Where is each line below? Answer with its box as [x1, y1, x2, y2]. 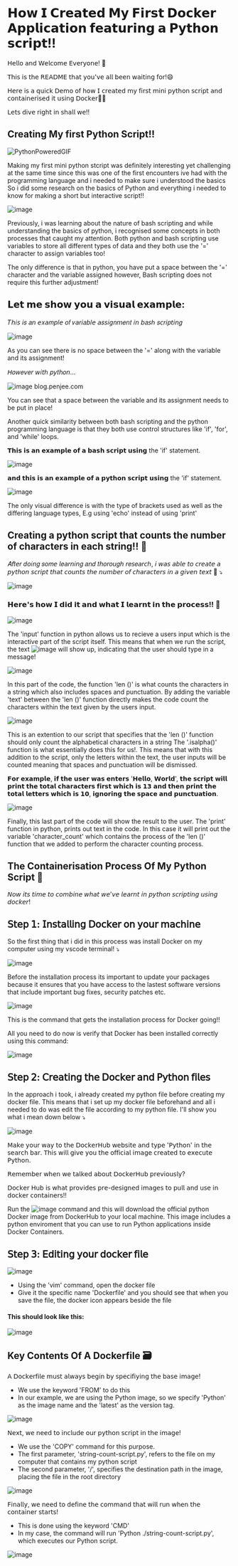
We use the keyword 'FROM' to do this [17, 1385, 131, 1394]
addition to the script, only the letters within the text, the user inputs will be [7, 753, 226, 761]
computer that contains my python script [17, 1457, 137, 1466]
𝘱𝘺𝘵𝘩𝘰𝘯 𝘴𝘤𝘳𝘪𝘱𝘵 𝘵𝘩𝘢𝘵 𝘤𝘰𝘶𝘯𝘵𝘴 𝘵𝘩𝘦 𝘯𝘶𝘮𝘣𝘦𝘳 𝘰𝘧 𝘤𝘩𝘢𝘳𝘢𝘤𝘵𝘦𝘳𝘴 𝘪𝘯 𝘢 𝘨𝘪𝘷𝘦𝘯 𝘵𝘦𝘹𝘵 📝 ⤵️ [7, 568, 223, 576]
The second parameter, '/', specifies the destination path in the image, [17, 1464, 223, 1474]
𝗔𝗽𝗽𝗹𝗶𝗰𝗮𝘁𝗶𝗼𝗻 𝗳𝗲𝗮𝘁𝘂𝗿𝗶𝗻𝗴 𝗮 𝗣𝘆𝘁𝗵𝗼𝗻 [7, 20, 219, 36]
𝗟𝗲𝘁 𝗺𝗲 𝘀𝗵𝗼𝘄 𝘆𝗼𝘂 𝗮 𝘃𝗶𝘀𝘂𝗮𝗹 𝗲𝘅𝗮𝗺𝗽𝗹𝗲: [7, 299, 185, 311]
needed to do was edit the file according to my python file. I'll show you [7, 1105, 217, 1114]
